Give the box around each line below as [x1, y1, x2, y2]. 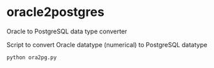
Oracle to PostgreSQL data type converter [6, 27, 128, 35]
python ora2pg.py [6, 53, 57, 61]
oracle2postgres [6, 4, 105, 20]
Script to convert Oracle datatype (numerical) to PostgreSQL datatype [6, 40, 208, 49]
